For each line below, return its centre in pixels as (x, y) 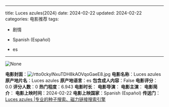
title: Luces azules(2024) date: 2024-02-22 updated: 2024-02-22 (74, 13)
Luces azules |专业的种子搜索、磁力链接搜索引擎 (56, 99)
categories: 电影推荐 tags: (32, 19)
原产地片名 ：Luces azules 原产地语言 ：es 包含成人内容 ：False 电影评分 (79, 80)
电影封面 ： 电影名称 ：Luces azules (83, 74)
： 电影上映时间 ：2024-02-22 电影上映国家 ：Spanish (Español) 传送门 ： (85, 93)
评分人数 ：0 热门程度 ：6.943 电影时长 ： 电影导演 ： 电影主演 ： (78, 87)
